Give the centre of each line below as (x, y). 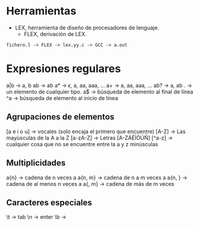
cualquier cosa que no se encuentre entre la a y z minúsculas (82, 144)
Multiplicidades (36, 163)
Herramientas (41, 11)
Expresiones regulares (64, 69)
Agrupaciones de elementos (60, 117)
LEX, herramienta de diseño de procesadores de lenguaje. (87, 28)
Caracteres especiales (49, 202)
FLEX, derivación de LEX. (55, 34)
